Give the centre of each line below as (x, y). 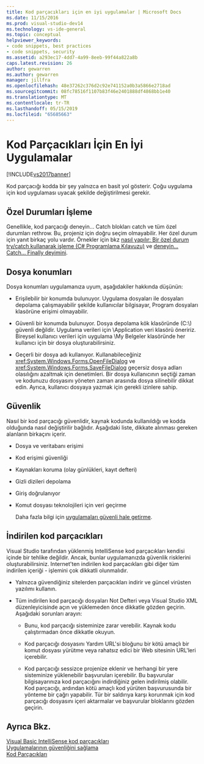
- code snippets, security (41, 52)
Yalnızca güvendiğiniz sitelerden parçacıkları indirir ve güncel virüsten (103, 582)
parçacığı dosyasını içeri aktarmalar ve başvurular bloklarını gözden (109, 701)
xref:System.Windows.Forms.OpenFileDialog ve (75, 361)
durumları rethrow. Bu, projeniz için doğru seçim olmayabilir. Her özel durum (102, 233)
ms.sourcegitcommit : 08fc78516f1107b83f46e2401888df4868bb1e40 (89, 92)
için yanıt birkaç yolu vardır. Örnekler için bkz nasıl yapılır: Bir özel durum (98, 240)
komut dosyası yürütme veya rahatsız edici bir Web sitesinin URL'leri (110, 650)
